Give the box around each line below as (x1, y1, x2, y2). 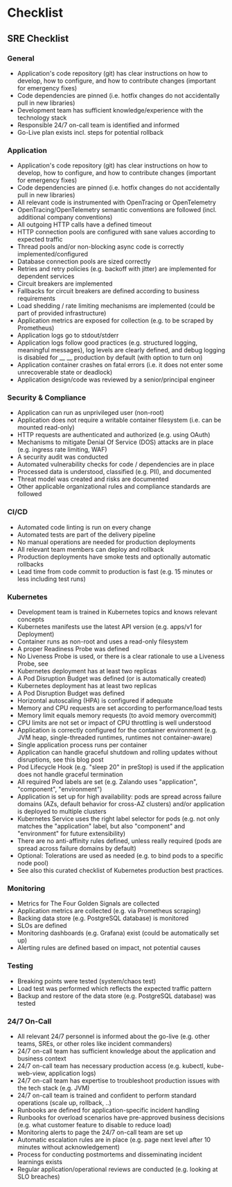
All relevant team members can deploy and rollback (17, 545, 164, 553)
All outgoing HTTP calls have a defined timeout (17, 220, 152, 229)
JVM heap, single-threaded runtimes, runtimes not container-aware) (17, 733, 213, 742)
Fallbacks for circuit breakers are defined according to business (17, 287, 199, 295)
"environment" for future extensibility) (17, 829, 126, 838)
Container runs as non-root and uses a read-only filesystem (17, 637, 188, 646)
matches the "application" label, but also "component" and (17, 822, 186, 830)
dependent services (17, 272, 75, 281)
